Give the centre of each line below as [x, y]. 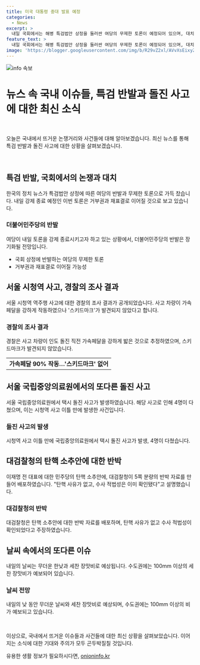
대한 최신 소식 [50, 109]
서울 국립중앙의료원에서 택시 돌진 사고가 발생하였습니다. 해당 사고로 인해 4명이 [97, 402]
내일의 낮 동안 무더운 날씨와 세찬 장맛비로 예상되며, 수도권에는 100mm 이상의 [95, 604]
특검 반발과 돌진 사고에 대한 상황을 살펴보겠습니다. [64, 146]
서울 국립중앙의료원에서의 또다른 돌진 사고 [78, 387]
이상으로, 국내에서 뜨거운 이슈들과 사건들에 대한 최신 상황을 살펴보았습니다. [93, 636]
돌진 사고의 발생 [27, 426]
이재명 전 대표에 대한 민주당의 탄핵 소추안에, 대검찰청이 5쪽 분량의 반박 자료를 [96, 476]
